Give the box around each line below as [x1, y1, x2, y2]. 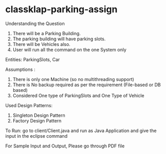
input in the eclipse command [5, 133, 68, 139]
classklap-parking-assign [5, 4, 117, 15]
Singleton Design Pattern [12, 112, 65, 118]
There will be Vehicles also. [12, 41, 70, 47]
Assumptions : [5, 66, 36, 72]
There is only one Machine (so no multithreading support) [12, 76, 134, 82]
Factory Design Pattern [12, 117, 62, 123]
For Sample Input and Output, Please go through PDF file [5, 143, 125, 149]
